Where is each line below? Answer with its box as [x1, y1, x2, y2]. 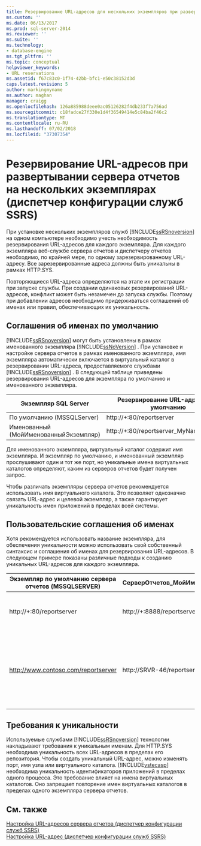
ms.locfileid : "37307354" [6, 131, 71, 138]
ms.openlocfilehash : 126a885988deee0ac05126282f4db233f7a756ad [6, 103, 167, 110]
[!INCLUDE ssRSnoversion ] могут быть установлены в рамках [6, 336, 162, 344]
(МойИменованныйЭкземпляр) [9, 430, 100, 438]
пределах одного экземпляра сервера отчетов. [6, 787, 129, 794]
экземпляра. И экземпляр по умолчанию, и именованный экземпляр [6, 452, 184, 459]
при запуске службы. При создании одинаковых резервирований [6, 284, 175, 291]
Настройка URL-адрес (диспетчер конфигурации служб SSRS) [6, 833, 166, 840]
